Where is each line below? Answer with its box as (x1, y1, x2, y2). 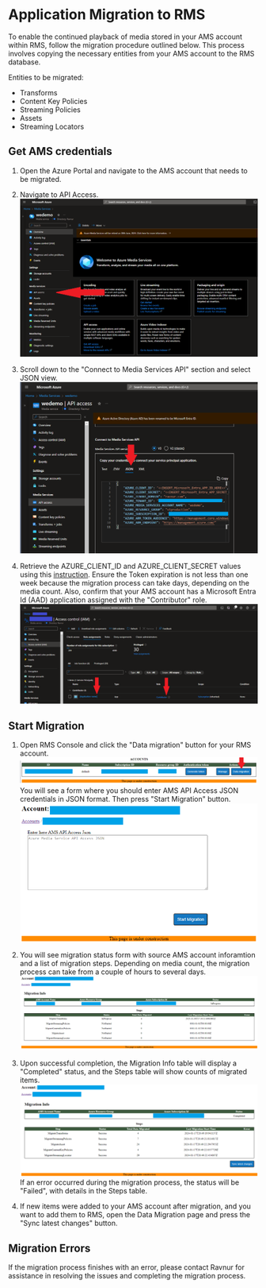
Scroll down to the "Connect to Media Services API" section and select (19, 365, 251, 374)
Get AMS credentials (8, 145, 112, 158)
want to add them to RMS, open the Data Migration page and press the (19, 1210, 251, 1220)
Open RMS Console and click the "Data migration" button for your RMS (19, 741, 252, 750)
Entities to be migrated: (8, 72, 85, 82)
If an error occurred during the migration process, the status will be (19, 1178, 240, 1187)
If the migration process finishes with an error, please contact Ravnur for (8, 1263, 245, 1272)
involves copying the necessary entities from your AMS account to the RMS (8, 48, 255, 58)
